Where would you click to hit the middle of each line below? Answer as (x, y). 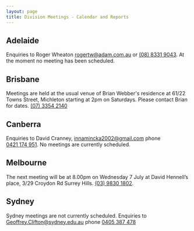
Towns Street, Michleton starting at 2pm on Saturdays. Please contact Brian (97, 99)
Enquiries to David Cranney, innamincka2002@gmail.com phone (83, 138)
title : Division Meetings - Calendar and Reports (68, 17)
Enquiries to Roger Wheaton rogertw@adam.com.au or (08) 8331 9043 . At (95, 55)
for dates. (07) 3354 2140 (37, 106)
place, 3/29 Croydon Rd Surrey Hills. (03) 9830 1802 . (70, 183)
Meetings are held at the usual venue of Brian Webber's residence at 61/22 (96, 94)
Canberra (24, 124)
